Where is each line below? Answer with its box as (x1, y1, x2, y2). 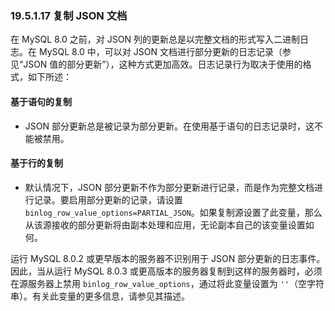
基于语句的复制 (10, 95, 72, 107)
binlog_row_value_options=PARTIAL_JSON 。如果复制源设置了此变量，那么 (24, 206, 323, 218)
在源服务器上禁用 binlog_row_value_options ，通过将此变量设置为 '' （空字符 (10, 277, 325, 289)
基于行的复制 (10, 157, 63, 169)
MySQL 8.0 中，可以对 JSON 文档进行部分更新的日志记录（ (38, 46, 283, 58)
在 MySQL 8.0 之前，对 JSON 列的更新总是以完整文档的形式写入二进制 (10, 33, 300, 46)
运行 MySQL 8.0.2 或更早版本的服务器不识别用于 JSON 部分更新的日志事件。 (10, 252, 326, 264)
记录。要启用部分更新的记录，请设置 (33, 193, 183, 206)
